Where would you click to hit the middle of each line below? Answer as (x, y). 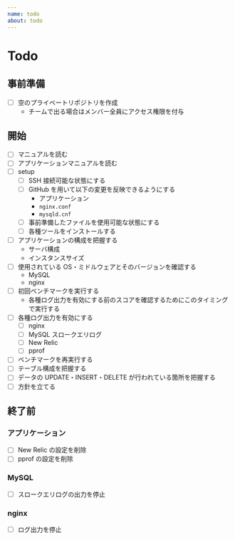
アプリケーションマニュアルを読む (68, 163)
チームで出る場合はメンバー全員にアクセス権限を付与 (106, 111)
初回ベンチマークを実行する (58, 291)
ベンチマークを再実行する (55, 360)
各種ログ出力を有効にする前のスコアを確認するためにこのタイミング (128, 300)
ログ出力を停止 (40, 530)
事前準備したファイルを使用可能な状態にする (94, 222)
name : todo (23, 14)
